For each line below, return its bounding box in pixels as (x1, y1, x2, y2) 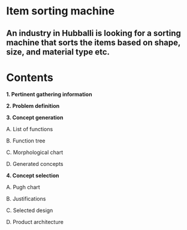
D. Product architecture (6, 218, 64, 225)
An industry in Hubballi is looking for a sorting (6, 28, 182, 38)
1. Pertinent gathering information (6, 90, 92, 98)
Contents (6, 71, 54, 84)
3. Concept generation (6, 114, 64, 121)
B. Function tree (6, 137, 46, 144)
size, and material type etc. (6, 47, 110, 57)
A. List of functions (6, 125, 53, 132)
